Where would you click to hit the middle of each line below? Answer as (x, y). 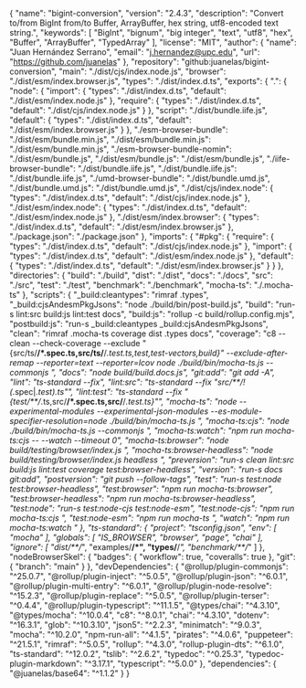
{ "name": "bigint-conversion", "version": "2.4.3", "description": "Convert (147, 13)
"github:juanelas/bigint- (226, 62)
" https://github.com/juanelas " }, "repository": (95, 62)
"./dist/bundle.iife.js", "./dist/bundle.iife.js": (157, 169)
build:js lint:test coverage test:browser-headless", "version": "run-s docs (146, 469)
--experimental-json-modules (153, 411)
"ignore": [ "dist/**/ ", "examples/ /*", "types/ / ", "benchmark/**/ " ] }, (137, 547)
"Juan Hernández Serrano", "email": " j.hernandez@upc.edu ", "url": (135, 52)
